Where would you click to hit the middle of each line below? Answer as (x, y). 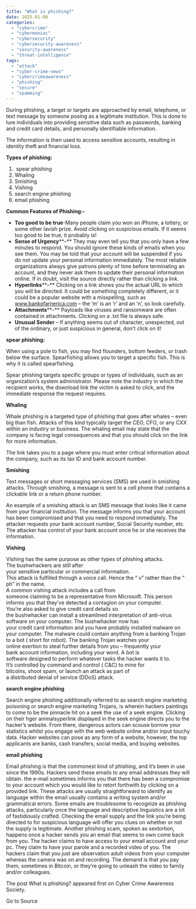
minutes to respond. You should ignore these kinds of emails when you (100, 247)
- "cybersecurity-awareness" (47, 45)
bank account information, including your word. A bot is (73, 652)
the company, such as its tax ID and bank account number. (76, 459)
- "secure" (24, 88)
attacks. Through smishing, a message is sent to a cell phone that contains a (98, 487)
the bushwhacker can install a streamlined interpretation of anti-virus (89, 615)
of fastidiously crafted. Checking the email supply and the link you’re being (96, 816)
